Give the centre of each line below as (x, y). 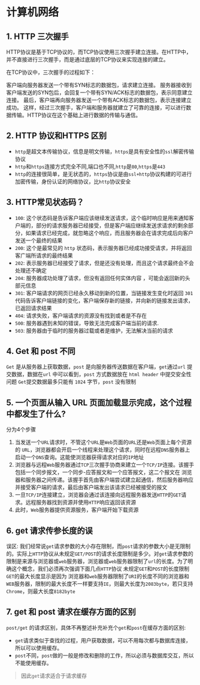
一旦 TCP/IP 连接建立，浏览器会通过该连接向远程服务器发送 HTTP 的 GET (98, 495)
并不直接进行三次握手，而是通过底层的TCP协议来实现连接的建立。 (87, 59)
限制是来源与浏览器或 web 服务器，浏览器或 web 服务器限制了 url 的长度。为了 (97, 561)
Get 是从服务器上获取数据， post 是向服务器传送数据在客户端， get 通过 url (96, 367)
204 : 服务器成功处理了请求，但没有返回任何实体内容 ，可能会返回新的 (100, 278)
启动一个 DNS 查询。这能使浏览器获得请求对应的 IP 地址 (79, 457)
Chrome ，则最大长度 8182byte (41, 591)
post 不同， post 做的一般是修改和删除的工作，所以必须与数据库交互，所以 (104, 655)
